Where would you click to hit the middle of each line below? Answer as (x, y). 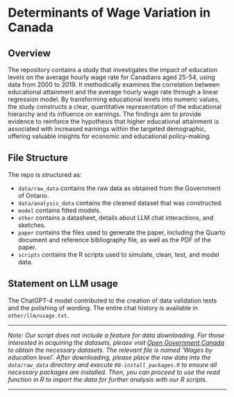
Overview (30, 53)
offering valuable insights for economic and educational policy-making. (109, 136)
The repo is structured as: (45, 174)
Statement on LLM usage (63, 284)
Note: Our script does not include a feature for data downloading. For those (116, 335)
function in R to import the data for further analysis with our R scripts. (108, 379)
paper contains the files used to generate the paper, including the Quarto (122, 232)
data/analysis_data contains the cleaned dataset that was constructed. (120, 203)
